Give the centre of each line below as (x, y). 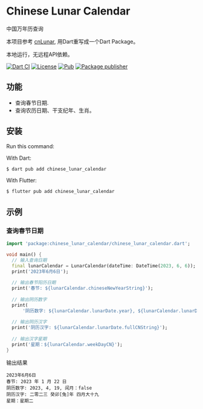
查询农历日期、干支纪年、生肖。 (55, 110)
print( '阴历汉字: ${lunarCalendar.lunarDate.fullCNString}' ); (90, 328)
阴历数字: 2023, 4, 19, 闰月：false (49, 388)
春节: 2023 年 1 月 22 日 (37, 381)
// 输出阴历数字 (29, 299)
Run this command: (30, 146)
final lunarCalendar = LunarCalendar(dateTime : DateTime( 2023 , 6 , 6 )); (104, 266)
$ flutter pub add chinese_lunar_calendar (60, 192)
